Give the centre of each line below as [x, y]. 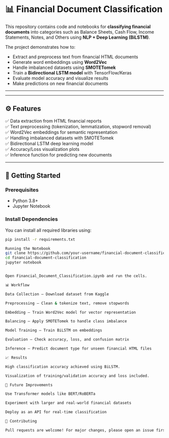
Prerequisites [22, 190]
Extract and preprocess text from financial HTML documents [75, 57]
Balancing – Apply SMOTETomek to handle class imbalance [66, 321]
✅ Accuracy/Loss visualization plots [42, 149]
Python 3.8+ [25, 201]
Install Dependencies [32, 219]
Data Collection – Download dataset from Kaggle [57, 294]
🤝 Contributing [21, 421]
